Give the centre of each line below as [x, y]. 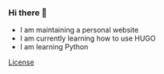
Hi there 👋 [28, 13]
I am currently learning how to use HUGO [88, 38]
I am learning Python [54, 47]
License [21, 62]
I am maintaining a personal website [79, 30]
